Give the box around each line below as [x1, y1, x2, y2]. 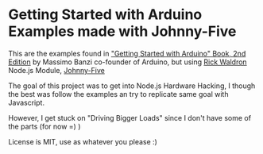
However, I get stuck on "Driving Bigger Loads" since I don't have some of [8, 113, 252, 122]
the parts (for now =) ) [8, 121, 81, 131]
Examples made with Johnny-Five [8, 22, 237, 40]
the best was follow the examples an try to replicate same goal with [8, 89, 229, 98]
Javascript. [8, 98, 45, 107]
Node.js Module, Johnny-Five [8, 65, 106, 75]
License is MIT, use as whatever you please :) [8, 137, 157, 146]
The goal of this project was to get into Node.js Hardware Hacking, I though [8, 81, 256, 90]
